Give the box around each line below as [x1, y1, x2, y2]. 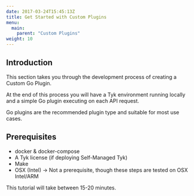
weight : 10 [6, 36, 33, 42]
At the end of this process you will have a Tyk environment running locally [6, 91, 186, 98]
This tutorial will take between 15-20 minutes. [6, 184, 117, 191]
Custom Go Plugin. [6, 79, 52, 87]
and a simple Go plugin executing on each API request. [6, 97, 140, 104]
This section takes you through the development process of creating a [6, 73, 177, 80]
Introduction [6, 58, 53, 68]
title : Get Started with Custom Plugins [6, 14, 107, 20]
